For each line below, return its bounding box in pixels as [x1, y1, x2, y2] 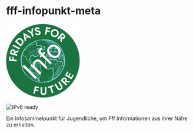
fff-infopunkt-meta [6, 4, 101, 18]
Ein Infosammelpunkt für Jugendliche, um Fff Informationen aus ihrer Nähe [6, 115, 188, 122]
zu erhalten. [6, 121, 35, 128]
